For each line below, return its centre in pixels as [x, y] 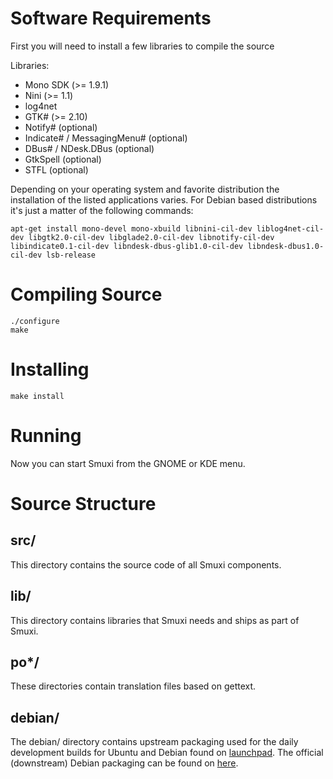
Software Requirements [111, 18]
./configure [35, 321]
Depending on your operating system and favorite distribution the [145, 189]
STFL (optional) [56, 169]
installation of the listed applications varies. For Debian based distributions [164, 199]
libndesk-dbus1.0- [286, 246]
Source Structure [83, 503]
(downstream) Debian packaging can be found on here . [124, 763]
